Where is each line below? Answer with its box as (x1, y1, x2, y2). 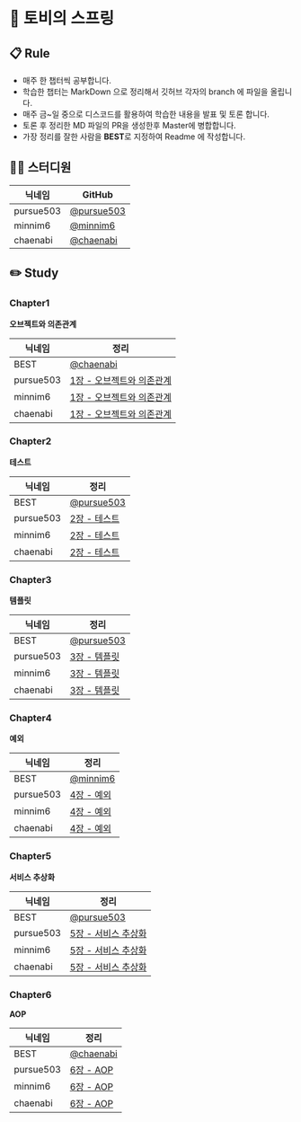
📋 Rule (9, 46, 51, 61)
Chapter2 (9, 435, 52, 447)
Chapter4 (9, 711, 52, 724)
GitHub (82, 188, 114, 200)
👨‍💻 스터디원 (9, 160, 72, 175)
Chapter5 (9, 850, 52, 862)
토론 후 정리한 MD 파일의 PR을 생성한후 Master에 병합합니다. (22, 120, 236, 130)
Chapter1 (9, 297, 50, 310)
